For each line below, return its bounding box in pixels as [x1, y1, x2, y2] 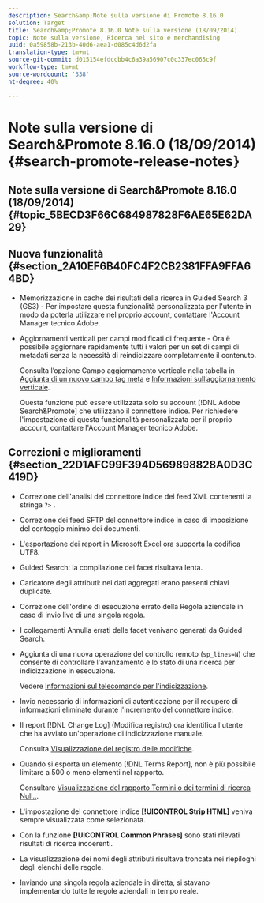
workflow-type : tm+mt [8, 63, 80, 71]
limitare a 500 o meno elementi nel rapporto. [19, 767, 165, 777]
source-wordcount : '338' [8, 70, 90, 78]
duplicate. [19, 586, 53, 596]
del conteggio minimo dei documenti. [19, 523, 140, 533]
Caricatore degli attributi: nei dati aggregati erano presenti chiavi [19, 578, 229, 587]
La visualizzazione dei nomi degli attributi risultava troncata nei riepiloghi [19, 854, 256, 863]
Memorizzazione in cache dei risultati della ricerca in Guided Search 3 [19, 293, 248, 303]
